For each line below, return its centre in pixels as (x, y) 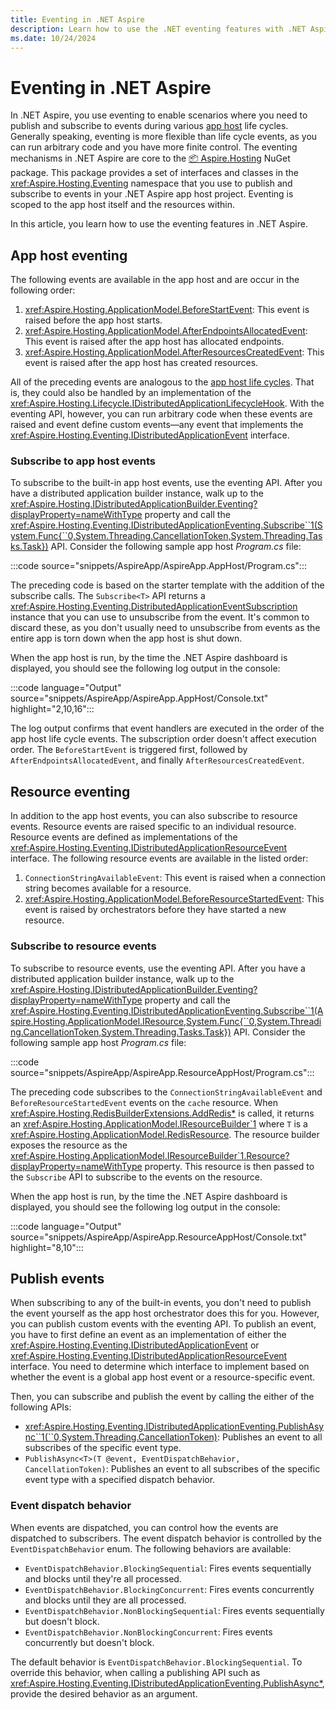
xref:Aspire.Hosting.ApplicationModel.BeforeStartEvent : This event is (167, 310)
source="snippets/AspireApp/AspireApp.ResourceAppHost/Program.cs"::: (162, 1072)
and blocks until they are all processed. (105, 1600)
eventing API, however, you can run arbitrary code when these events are (161, 414)
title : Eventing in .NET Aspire (77, 19)
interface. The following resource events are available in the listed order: (159, 858)
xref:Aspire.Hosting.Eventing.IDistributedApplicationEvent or (135, 1345)
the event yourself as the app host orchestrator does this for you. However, (165, 1313)
